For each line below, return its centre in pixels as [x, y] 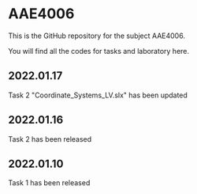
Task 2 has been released [50, 139]
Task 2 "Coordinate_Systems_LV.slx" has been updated [98, 95]
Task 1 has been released [49, 183]
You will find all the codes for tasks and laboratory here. [99, 51]
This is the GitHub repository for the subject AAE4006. [97, 36]
